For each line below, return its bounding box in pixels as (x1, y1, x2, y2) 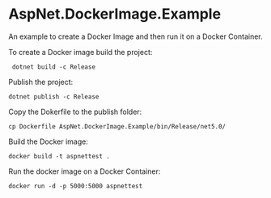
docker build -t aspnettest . (8, 152, 111, 160)
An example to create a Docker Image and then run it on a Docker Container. (8, 32, 263, 41)
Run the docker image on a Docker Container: (8, 166, 161, 176)
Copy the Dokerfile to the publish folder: (8, 107, 142, 116)
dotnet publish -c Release (8, 92, 100, 101)
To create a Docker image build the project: (8, 47, 153, 57)
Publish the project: (8, 77, 74, 86)
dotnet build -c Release (11, 62, 95, 71)
